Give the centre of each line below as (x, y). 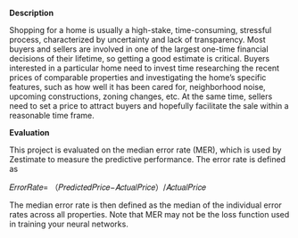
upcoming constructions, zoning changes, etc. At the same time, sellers (141, 96)
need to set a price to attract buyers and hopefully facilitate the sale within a (149, 106)
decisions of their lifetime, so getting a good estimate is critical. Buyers (140, 58)
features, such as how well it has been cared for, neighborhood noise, (137, 87)
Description (32, 13)
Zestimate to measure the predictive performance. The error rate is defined (148, 159)
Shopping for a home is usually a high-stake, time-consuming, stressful (141, 30)
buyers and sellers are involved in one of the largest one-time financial (139, 49)
